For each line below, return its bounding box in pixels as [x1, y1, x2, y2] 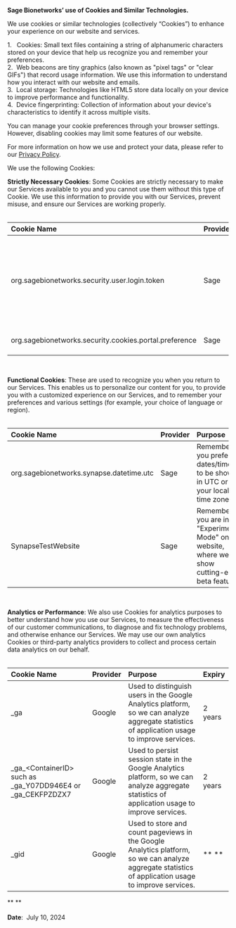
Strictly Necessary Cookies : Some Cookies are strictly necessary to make [7, 177, 223, 186]
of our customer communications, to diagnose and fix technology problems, [7, 623, 228, 631]
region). [7, 406, 30, 414]
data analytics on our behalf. [7, 645, 90, 654]
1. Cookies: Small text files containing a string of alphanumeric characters [7, 41, 223, 49]
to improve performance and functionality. [7, 93, 130, 101]
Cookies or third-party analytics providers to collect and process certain [7, 638, 216, 646]
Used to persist [128, 746, 179, 755]
